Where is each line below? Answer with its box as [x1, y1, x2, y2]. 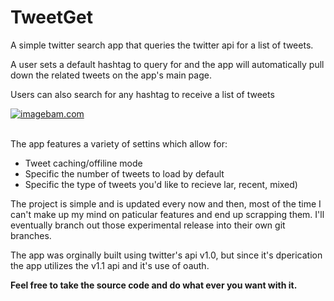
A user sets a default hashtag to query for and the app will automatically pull [10, 58, 325, 70]
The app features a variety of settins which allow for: [10, 137, 228, 150]
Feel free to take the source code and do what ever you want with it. [10, 279, 298, 291]
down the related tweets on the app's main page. [10, 69, 212, 81]
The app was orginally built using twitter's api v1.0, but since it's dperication [10, 249, 323, 261]
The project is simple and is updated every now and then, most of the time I [10, 197, 322, 210]
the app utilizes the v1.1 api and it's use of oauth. [10, 259, 210, 271]
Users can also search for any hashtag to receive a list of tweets [10, 88, 275, 100]
